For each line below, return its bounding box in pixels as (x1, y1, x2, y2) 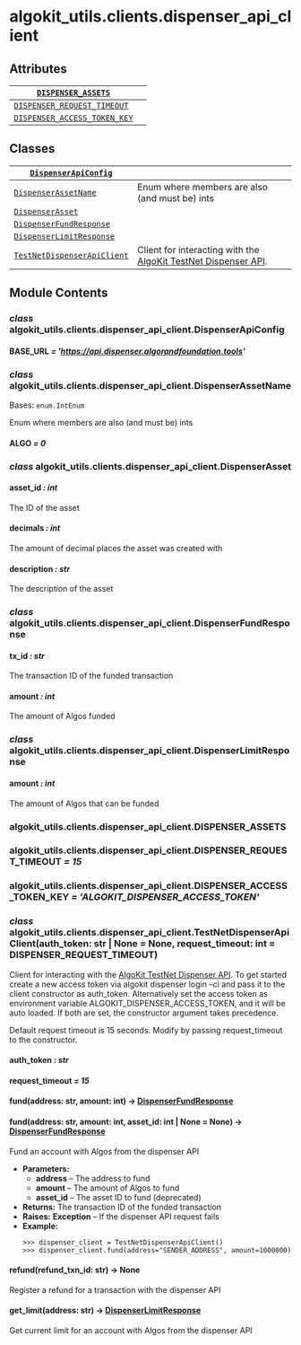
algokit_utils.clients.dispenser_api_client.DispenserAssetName (9, 379, 292, 391)
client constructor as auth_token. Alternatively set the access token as (9, 988, 269, 998)
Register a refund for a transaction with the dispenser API (9, 1284, 221, 1295)
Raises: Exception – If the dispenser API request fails (21, 1210, 219, 1222)
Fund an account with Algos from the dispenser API (9, 1146, 200, 1156)
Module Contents (9, 286, 108, 301)
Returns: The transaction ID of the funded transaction (21, 1201, 222, 1212)
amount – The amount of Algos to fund (35, 1182, 180, 1193)
